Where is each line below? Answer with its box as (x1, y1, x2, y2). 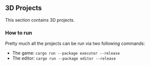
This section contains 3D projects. (5, 17, 75, 23)
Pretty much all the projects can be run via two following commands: (5, 40, 145, 46)
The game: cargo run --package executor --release (12, 50, 120, 56)
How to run (5, 29, 32, 36)
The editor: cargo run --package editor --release (12, 55, 116, 61)
